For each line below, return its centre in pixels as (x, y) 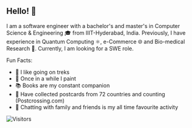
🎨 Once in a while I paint (45, 78)
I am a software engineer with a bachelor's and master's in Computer (93, 26)
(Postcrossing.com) (40, 101)
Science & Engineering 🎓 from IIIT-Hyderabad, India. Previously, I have (96, 33)
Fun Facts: (19, 60)
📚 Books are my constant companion (62, 85)
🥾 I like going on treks (42, 72)
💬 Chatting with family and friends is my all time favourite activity (97, 107)
